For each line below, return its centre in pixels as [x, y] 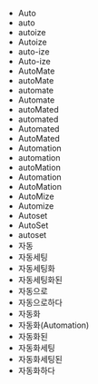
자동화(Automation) [54, 325]
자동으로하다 [40, 302]
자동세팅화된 [40, 280]
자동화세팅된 [40, 359]
